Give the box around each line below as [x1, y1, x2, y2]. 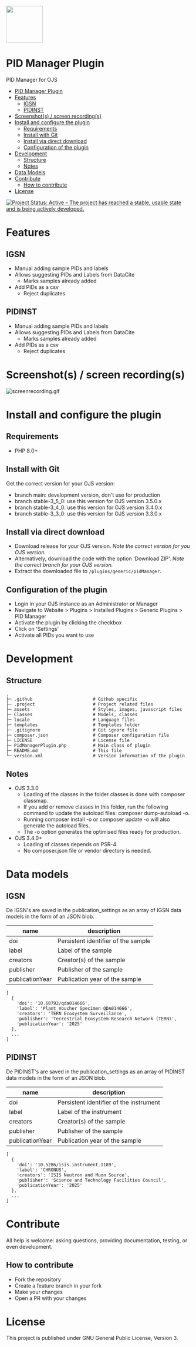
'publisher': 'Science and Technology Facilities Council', [16, 1177, 167, 1183]
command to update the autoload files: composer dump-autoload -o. [23, 809, 190, 816]
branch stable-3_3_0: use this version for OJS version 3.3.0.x [14, 510, 163, 517]
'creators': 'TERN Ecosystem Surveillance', [16, 1010, 127, 1016]
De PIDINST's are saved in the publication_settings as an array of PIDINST [6, 1068, 185, 1075]
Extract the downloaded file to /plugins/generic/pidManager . [14, 568, 161, 575]
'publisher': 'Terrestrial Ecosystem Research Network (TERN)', [16, 1016, 177, 1022]
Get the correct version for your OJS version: [6, 480, 116, 487]
